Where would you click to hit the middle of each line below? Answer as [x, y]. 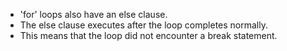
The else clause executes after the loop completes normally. [143, 25]
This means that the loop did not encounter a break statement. [148, 35]
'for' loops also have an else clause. [93, 14]
